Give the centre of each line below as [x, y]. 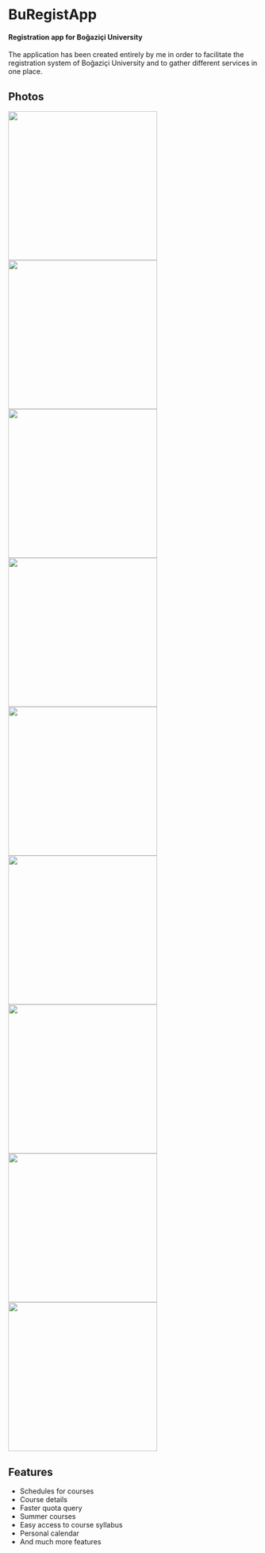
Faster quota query [51, 1508]
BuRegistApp [53, 15]
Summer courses [48, 1516]
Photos [26, 96]
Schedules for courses [57, 1491]
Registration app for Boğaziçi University [75, 37]
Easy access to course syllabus [71, 1525]
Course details [43, 1500]
